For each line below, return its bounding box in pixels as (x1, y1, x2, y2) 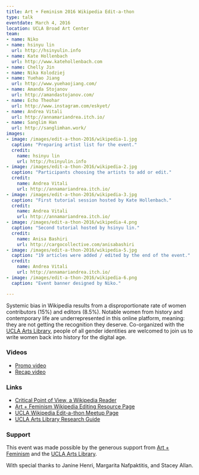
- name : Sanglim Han (6, 120, 58, 126)
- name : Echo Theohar (6, 97, 60, 103)
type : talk (6, 14, 33, 20)
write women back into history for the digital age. (6, 333, 127, 340)
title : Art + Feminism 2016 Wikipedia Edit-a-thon (6, 8, 135, 15)
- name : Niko (6, 36, 39, 42)
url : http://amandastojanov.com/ (11, 92, 95, 98)
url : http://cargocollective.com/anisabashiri (17, 241, 135, 247)
